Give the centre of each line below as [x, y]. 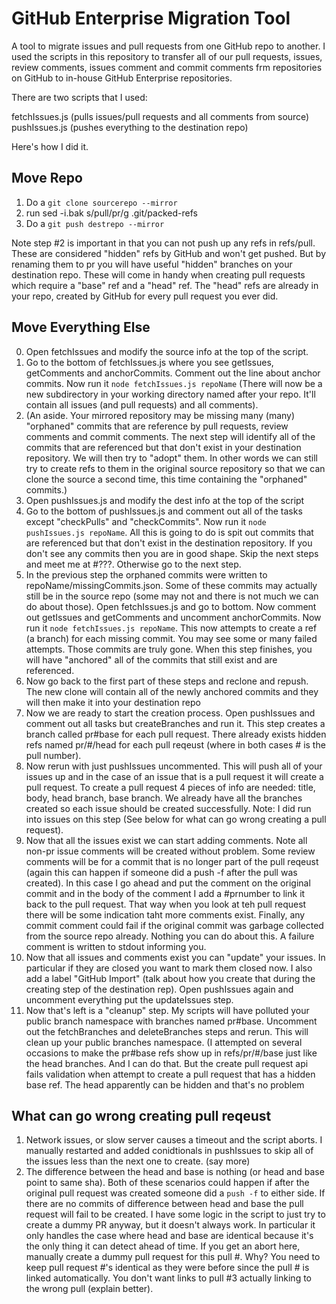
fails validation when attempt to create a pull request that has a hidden [170, 1074]
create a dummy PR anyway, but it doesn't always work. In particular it [170, 1225]
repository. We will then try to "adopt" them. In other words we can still [171, 458]
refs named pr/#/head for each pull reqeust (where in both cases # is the [175, 744]
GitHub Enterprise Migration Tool [151, 18]
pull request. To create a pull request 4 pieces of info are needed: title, [170, 787]
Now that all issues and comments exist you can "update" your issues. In [175, 957]
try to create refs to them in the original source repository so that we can [175, 468]
